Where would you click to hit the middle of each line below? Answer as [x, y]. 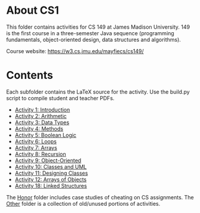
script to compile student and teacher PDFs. [60, 98]
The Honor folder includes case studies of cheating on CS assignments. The [100, 197]
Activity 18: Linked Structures [51, 186]
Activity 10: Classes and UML [51, 166]
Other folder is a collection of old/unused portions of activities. [83, 203]
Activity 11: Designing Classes [51, 173]
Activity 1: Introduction [42, 109]
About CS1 [33, 10]
